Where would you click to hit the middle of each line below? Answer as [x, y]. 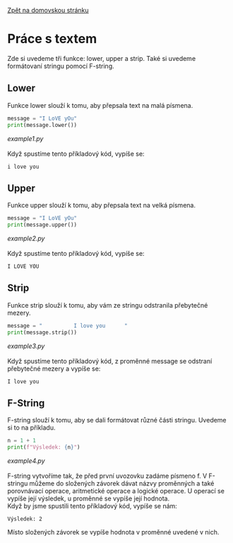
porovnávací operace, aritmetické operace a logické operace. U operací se [116, 491]
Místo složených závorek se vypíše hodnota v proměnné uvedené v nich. [113, 532]
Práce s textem [52, 39]
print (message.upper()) [42, 225]
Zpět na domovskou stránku [48, 10]
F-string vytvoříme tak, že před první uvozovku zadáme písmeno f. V [107, 476]
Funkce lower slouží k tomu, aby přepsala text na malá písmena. [100, 105]
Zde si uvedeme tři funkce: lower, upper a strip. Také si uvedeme [102, 58]
